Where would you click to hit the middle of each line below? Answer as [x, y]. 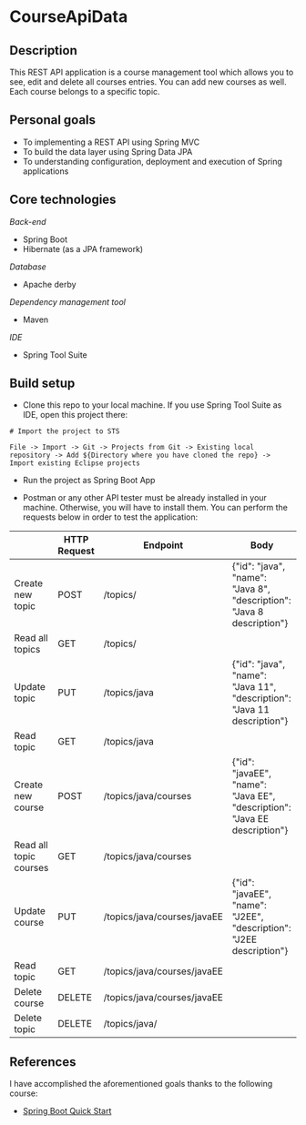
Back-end [28, 221]
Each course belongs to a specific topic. [85, 91]
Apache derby [49, 284]
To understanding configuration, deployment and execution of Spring [152, 161]
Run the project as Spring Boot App [89, 481]
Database [28, 267]
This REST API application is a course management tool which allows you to [152, 72]
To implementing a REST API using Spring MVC [111, 142]
